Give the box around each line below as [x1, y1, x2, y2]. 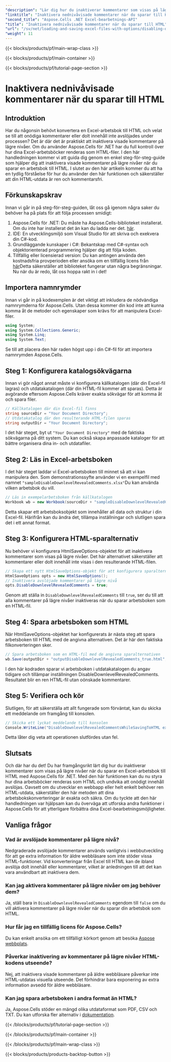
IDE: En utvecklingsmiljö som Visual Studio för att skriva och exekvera [12, 230, 159, 237]
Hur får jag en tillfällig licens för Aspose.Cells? [5, 923, 122, 930]
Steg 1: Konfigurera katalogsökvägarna [5, 367, 132, 375]
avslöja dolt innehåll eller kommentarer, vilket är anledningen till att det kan [5, 864, 162, 870]
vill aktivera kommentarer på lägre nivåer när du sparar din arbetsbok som [5, 905, 161, 912]
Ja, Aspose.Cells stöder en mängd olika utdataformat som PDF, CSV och [5, 1006, 158, 1013]
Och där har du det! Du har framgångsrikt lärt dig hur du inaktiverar [5, 763, 146, 769]
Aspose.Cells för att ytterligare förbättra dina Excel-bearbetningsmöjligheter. [5, 806, 166, 812]
